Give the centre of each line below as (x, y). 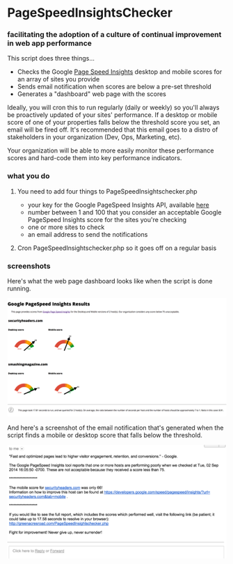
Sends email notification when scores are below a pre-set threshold (114, 87)
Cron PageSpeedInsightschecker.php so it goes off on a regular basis (117, 248)
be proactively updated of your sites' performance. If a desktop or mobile (112, 115)
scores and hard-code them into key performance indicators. (95, 158)
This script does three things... (51, 58)
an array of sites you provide (58, 79)
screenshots (29, 266)
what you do (29, 176)
